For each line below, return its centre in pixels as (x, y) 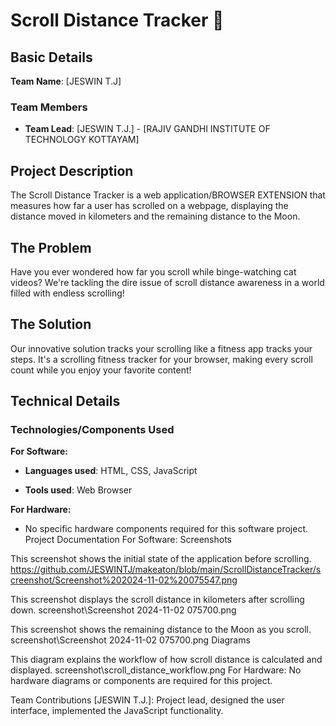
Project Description (72, 170)
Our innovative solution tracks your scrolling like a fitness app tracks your (161, 348)
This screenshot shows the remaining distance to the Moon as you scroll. (161, 630)
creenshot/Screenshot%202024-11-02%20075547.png (124, 580)
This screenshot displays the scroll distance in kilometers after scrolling (157, 600)
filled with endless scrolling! (67, 293)
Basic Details (51, 57)
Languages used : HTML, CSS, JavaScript (111, 471)
